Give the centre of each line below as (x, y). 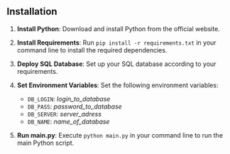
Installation (32, 12)
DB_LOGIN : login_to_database (69, 99)
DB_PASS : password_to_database (75, 106)
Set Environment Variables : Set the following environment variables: (117, 85)
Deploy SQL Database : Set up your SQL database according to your (116, 64)
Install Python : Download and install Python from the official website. (119, 28)
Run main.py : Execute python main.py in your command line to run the (120, 135)
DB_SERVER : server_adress (65, 114)
